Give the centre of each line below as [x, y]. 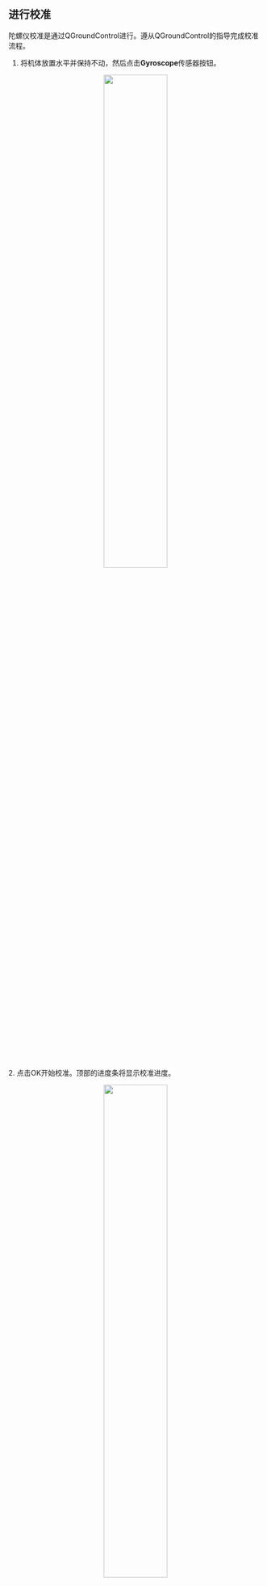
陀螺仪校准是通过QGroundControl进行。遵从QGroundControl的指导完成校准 [134, 36]
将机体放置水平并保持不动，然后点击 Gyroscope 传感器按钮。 [120, 62]
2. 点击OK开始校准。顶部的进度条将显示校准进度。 [92, 1072]
